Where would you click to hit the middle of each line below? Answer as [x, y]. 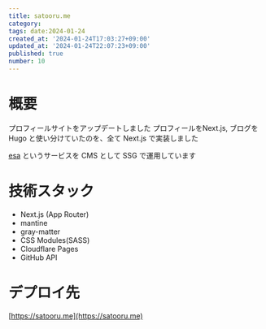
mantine [34, 223]
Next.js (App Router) [55, 214]
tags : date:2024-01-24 [47, 31]
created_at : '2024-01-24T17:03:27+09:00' [80, 39]
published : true [36, 54]
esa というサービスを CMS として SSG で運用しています [102, 155]
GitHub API [39, 258]
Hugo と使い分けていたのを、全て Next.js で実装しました [104, 138]
